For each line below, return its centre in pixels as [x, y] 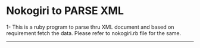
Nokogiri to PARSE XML [65, 11]
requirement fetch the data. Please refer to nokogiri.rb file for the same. [94, 33]
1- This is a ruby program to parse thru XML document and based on [90, 27]
